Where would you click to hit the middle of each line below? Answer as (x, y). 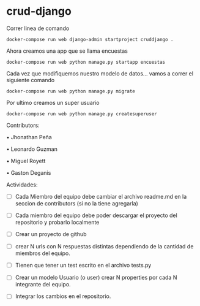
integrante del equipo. (43, 285)
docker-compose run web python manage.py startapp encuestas (86, 62)
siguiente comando (31, 80)
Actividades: (22, 185)
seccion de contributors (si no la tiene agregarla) (77, 203)
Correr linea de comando (38, 28)
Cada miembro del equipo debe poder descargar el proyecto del (96, 215)
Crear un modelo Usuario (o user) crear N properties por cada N (96, 278)
